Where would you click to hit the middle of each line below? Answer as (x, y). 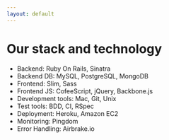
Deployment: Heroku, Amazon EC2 (68, 113)
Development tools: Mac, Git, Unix (66, 98)
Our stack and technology (84, 48)
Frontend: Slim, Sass (47, 83)
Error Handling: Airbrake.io (56, 129)
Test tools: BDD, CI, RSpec (56, 106)
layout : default (30, 14)
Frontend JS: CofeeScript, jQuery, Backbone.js (85, 91)
